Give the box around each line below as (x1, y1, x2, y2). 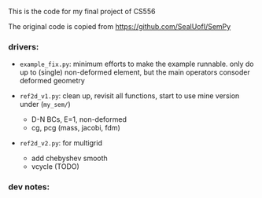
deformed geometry (19, 76, 85, 86)
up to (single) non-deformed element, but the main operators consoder (19, 68, 250, 77)
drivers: (8, 41, 39, 52)
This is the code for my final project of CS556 (8, 7, 156, 16)
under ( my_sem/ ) (19, 100, 71, 109)
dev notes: (8, 181, 50, 192)
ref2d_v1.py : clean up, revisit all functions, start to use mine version (19, 91, 240, 101)
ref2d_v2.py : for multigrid (19, 138, 102, 148)
